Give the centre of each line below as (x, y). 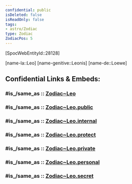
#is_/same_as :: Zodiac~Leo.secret (49, 176)
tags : (11, 24)
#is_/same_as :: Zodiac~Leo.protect (51, 134)
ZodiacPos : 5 (19, 39)
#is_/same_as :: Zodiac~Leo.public (49, 107)
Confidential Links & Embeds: (53, 79)
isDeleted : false (24, 15)
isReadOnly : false (25, 19)
